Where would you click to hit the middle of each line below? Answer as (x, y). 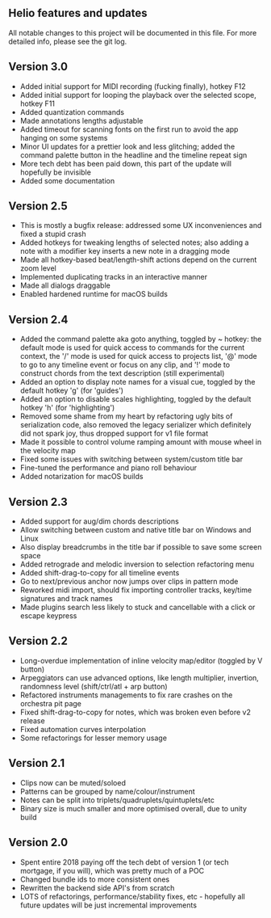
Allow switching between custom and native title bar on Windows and (135, 530)
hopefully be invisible (55, 172)
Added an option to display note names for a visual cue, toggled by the (138, 382)
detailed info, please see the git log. (68, 41)
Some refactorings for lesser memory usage (94, 738)
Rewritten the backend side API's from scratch (97, 887)
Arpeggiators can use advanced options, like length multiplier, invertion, (140, 677)
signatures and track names (66, 599)
